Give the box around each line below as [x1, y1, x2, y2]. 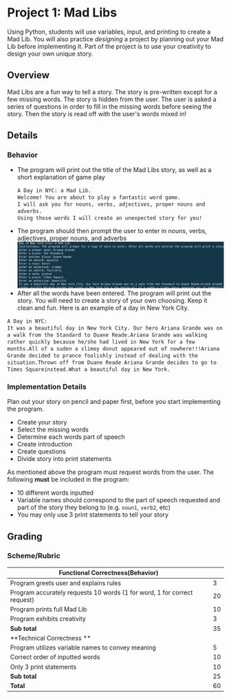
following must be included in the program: [7, 475, 129, 484]
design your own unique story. [7, 50, 93, 58]
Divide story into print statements [16, 455, 112, 463]
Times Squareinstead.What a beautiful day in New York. [7, 366, 170, 373]
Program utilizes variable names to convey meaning [10, 643, 157, 652]
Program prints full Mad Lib [10, 605, 87, 614]
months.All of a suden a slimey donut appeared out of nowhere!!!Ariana [7, 345, 220, 352]
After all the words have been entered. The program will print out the [16, 289, 212, 297]
